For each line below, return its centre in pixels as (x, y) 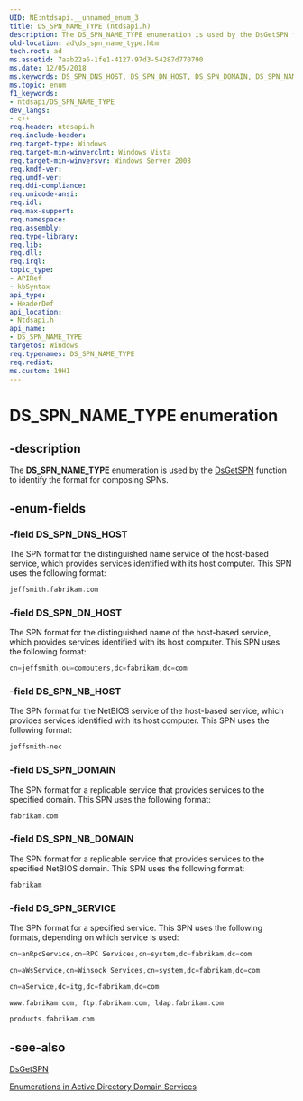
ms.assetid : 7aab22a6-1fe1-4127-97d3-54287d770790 (106, 60)
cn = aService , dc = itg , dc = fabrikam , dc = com (84, 986)
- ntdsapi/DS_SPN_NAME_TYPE (62, 102)
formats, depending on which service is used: (94, 937)
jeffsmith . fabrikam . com (54, 590)
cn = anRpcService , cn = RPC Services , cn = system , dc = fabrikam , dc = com (131, 954)
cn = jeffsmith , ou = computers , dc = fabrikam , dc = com (98, 668)
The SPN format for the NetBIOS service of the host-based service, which (147, 711)
